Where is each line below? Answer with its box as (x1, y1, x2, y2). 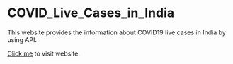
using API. (7, 35, 38, 44)
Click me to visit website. (7, 49, 80, 58)
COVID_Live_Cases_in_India (7, 5, 175, 21)
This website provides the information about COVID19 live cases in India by (7, 28, 227, 37)
